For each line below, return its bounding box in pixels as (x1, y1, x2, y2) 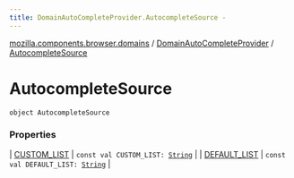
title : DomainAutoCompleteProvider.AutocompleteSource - (9, 13, 227, 22)
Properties (9, 129, 56, 141)
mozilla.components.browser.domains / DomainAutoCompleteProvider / (9, 38, 274, 48)
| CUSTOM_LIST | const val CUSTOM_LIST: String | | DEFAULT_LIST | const (9, 148, 286, 159)
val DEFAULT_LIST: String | (9, 158, 111, 169)
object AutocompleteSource (9, 108, 110, 117)
